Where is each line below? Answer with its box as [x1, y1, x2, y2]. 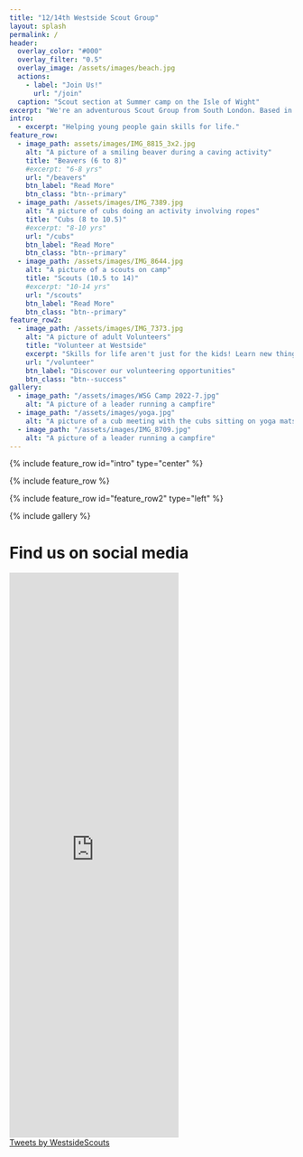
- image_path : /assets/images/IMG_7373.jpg [17, 325, 183, 334]
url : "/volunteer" [25, 358, 95, 367]
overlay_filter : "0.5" [17, 55, 103, 64]
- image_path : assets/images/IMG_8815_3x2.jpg [17, 139, 196, 148]
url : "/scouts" [25, 290, 83, 299]
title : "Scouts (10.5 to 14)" [25, 274, 140, 283]
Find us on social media [9, 542, 189, 563]
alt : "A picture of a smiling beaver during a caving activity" [25, 147, 272, 156]
